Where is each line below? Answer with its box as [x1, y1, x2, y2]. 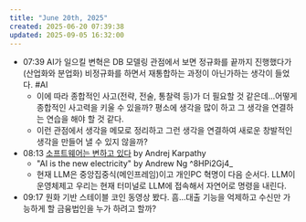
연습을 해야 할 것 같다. [46, 113, 125, 124]
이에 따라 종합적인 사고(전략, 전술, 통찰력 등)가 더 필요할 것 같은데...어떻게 [36, 90, 298, 101]
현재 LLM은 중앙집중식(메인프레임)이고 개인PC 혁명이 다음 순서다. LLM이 [36, 169, 296, 180]
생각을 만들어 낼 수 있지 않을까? [36, 136, 148, 147]
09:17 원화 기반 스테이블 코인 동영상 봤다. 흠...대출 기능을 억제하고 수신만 [22, 192, 281, 203]
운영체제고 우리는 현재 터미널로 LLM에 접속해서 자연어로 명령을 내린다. [36, 180, 288, 192]
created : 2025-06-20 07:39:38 [9, 22, 125, 31]
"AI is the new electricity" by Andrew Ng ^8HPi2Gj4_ [36, 158, 234, 169]
